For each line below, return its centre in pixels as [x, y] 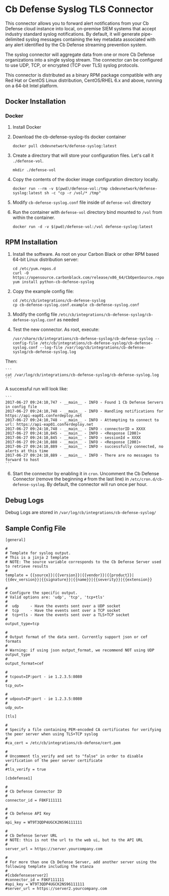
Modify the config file [35, 314]
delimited [15, 39]
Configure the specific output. [44, 593]
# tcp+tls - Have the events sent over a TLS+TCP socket [67, 615]
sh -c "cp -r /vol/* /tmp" [73, 193]
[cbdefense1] [19, 778]
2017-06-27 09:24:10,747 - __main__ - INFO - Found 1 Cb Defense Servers [84, 403]
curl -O [20, 273]
